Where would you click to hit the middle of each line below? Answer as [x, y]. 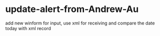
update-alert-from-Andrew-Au [72, 9]
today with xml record [28, 28]
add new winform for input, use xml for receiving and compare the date [80, 23]
